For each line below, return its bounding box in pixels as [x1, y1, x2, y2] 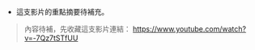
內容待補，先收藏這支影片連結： [23, 24, 131, 34]
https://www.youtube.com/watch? [132, 24, 247, 34]
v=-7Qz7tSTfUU [23, 33, 79, 43]
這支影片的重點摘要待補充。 [15, 7, 109, 16]
